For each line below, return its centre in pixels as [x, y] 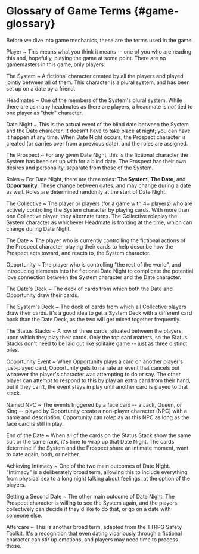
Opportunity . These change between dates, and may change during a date [99, 185]
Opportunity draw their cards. [43, 295]
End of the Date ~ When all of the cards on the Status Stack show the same [99, 435]
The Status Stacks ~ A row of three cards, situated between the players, [95, 331]
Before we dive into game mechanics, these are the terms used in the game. [100, 40]
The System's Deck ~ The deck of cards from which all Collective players [96, 307]
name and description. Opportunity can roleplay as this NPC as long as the [98, 417]
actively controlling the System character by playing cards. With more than [98, 209]
